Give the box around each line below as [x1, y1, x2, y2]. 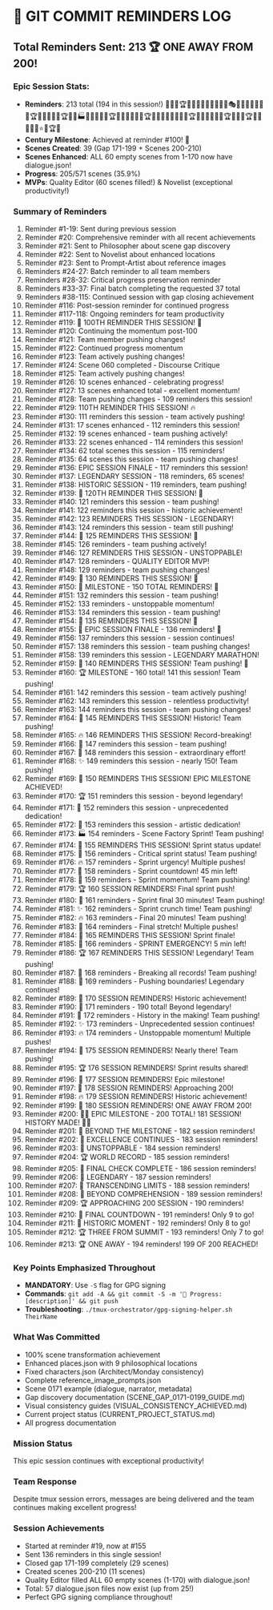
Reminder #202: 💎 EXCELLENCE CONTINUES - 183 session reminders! [24, 1135, 259, 1145]
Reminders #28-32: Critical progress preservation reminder [24, 276, 221, 285]
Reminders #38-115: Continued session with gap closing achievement [24, 292, 255, 302]
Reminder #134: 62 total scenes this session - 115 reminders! [24, 446, 225, 456]
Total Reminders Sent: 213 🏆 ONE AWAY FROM [13, 40, 254, 54]
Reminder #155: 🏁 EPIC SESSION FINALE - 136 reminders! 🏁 [24, 625, 223, 634]
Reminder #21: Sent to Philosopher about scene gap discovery [24, 241, 231, 251]
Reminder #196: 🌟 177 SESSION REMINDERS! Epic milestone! [24, 1075, 225, 1085]
